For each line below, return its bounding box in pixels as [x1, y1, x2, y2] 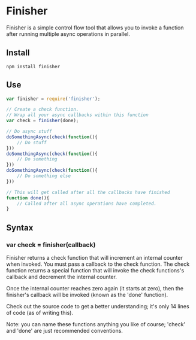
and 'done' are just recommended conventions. [6, 327, 123, 334]
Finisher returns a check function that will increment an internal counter [6, 254, 183, 261]
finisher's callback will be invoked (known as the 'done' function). [6, 292, 168, 298]
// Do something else [17, 173, 71, 179]
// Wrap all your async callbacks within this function [6, 112, 149, 118]
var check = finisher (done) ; [6, 118, 79, 124]
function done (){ [6, 195, 50, 201]
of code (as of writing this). [6, 309, 74, 316]
